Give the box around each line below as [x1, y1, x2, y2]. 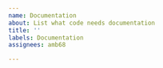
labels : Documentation [8, 33, 84, 42]
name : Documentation [8, 11, 78, 20]
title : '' [8, 26, 42, 34]
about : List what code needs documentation [8, 19, 156, 27]
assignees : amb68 [8, 41, 66, 49]
